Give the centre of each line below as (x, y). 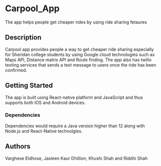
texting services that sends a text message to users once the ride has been (81, 65)
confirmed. (16, 70)
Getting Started (29, 85)
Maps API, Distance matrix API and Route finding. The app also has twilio (78, 60)
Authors (18, 147)
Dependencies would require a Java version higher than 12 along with (75, 126)
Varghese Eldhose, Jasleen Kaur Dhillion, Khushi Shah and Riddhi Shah (76, 158)
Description (23, 37)
